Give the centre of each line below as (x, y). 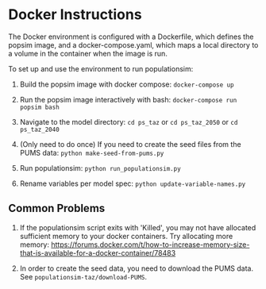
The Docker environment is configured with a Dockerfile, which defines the (131, 37)
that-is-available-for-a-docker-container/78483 (98, 252)
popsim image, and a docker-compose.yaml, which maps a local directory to (133, 44)
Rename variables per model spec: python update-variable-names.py (133, 183)
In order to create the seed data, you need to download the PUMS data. (137, 268)
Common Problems (57, 208)
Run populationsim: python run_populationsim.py (100, 168)
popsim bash (39, 107)
